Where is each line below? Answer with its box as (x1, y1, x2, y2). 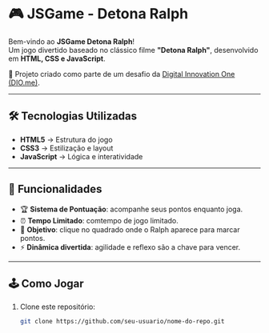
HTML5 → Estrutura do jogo (19, 134, 114, 144)
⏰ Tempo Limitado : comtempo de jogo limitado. (19, 215, 179, 225)
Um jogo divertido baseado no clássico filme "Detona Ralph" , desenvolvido (8, 45, 259, 54)
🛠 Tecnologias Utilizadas (8, 110, 138, 123)
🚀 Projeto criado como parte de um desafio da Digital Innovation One (8, 69, 235, 78)
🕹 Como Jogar (8, 276, 84, 291)
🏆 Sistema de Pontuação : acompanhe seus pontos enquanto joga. (19, 204, 243, 214)
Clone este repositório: (19, 302, 96, 311)
